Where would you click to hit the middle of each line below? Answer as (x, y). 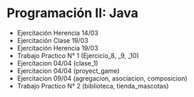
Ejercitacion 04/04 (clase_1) (57, 63)
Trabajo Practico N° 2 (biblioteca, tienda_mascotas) (93, 86)
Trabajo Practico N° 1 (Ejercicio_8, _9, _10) (78, 56)
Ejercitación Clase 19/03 (52, 40)
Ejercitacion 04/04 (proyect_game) (68, 71)
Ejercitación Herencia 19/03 (57, 48)
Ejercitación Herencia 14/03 (58, 33)
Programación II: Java (72, 13)
